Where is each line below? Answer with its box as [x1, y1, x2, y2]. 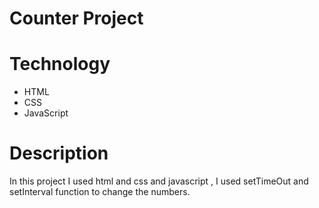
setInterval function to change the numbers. [9, 186, 191, 198]
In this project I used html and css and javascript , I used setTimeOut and [9, 175, 309, 187]
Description [9, 142, 109, 165]
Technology [9, 53, 111, 76]
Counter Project [9, 7, 144, 30]
